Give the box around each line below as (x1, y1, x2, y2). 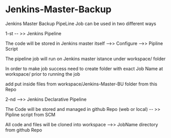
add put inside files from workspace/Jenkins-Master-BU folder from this (5, 81, 158, 87)
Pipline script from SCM (5, 111, 56, 118)
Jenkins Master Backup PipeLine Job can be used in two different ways (5, 20, 156, 27)
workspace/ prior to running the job (5, 71, 80, 77)
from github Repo (5, 127, 42, 133)
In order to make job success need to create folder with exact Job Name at (5, 65, 163, 72)
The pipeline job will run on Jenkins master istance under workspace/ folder (5, 55, 166, 62)
